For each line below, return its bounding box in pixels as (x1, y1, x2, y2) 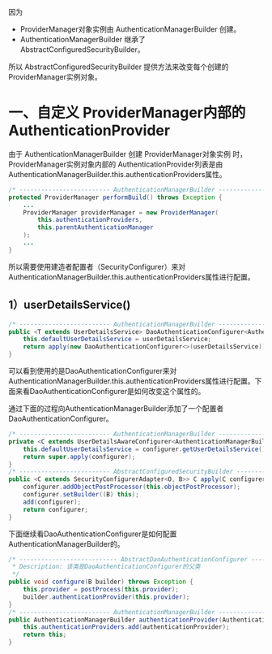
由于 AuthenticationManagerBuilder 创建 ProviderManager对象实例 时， (8, 149, 247, 158)
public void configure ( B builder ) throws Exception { (8, 578, 194, 587)
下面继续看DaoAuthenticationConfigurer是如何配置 (8, 529, 177, 539)
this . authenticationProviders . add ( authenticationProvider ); (23, 623, 230, 631)
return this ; (23, 630, 67, 639)
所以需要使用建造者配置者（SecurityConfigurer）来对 (8, 262, 186, 271)
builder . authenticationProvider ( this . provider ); (23, 592, 190, 601)
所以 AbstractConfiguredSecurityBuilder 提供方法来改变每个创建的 (8, 62, 229, 71)
